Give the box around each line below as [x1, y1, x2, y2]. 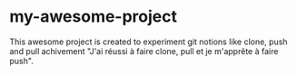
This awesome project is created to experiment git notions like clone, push [9, 36, 288, 47]
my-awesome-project [9, 6, 177, 27]
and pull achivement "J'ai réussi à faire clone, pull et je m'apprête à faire [9, 45, 279, 56]
